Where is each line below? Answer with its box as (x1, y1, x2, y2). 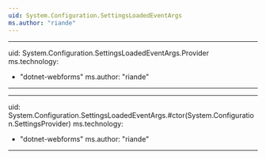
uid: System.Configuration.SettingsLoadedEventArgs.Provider (8, 48, 210, 58)
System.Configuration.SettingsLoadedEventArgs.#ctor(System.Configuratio (8, 110, 255, 119)
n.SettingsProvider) (8, 119, 71, 128)
